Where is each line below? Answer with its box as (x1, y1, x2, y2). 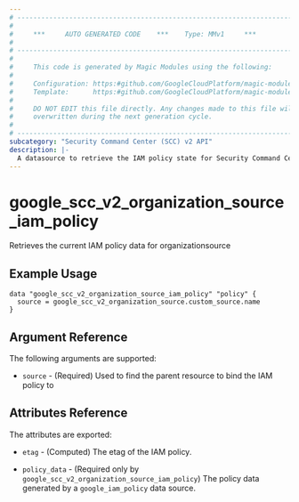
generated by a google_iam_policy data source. (21, 482, 196, 493)
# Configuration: (9, 79, 90, 88)
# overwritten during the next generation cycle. (9, 112, 214, 121)
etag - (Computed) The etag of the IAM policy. (21, 446, 192, 457)
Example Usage (9, 266, 98, 281)
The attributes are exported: (9, 429, 113, 440)
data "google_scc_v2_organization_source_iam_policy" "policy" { (9, 290, 256, 299)
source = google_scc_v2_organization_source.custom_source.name (17, 297, 261, 307)
